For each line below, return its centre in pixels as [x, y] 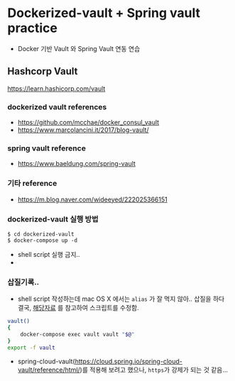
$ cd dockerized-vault [41, 234]
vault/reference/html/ [49, 370]
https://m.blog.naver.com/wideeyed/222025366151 [93, 199]
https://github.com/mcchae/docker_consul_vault [88, 123]
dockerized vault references [57, 106]
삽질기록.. [23, 282]
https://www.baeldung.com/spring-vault [77, 164]
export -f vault [31, 348]
